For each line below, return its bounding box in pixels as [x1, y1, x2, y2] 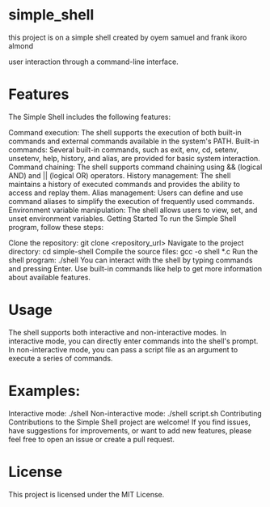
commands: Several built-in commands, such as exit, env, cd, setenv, [8, 144, 239, 155]
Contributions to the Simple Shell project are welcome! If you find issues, [8, 417, 251, 427]
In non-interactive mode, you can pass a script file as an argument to [8, 344, 238, 354]
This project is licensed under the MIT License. [8, 489, 165, 499]
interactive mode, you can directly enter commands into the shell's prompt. [8, 336, 259, 346]
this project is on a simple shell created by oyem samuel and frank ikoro [8, 32, 247, 42]
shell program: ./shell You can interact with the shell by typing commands [8, 255, 253, 265]
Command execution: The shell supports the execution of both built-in [8, 127, 243, 137]
